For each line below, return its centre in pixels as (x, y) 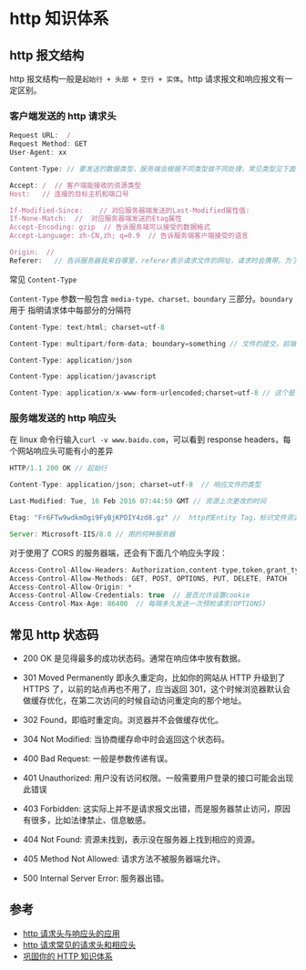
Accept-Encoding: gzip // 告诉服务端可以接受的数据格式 (110, 227)
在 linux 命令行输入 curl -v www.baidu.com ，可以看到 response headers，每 (150, 439)
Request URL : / (40, 136)
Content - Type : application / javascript (83, 377)
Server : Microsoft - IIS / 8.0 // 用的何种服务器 (92, 534)
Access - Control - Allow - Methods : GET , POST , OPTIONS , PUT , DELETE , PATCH (148, 578)
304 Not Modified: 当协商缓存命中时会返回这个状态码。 (126, 739)
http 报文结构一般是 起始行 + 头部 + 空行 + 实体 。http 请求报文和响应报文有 (147, 79)
